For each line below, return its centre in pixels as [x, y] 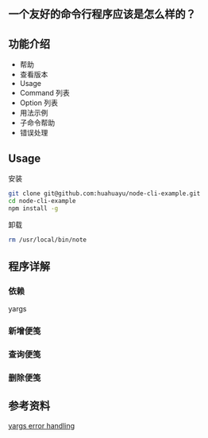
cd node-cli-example [42, 201]
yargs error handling [42, 425]
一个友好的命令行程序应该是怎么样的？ [102, 14]
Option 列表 [39, 103]
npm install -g [33, 208]
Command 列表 [44, 93]
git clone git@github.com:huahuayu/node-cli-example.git [104, 194]
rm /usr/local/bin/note [48, 240]
